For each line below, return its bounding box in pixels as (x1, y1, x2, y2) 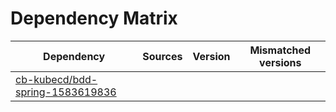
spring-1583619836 (15, 85, 117, 99)
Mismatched (249, 43, 312, 57)
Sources (142, 49, 183, 63)
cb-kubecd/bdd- (15, 72, 98, 86)
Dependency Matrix (10, 7, 178, 30)
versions (259, 55, 302, 69)
